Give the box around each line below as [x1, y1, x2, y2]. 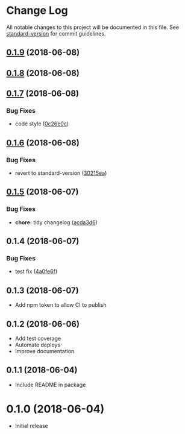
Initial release [14, 422, 48, 429]
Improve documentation [14, 348, 75, 355]
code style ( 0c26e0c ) [14, 120, 69, 127]
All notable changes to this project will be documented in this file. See [6, 24, 180, 31]
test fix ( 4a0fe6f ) [14, 268, 58, 275]
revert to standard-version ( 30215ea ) [14, 169, 107, 177]
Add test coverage [14, 335, 61, 342]
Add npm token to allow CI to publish [14, 301, 107, 309]
